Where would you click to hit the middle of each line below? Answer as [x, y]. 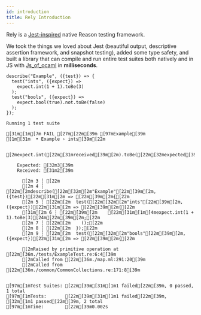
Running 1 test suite [33, 123]
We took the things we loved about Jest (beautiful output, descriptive [91, 46]
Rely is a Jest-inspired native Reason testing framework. [76, 34]
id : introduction [28, 12]
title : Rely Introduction [38, 17]
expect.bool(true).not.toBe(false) [61, 102]
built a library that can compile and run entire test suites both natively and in [100, 59]
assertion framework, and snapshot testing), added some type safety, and [98, 52]
